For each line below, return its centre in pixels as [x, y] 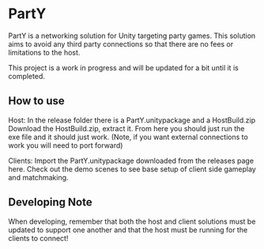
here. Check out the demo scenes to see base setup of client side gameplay [132, 169]
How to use [36, 101]
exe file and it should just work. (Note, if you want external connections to [128, 137]
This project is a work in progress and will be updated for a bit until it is [123, 67]
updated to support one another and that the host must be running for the [128, 229]
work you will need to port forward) [66, 145]
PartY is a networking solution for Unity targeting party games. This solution [132, 36]
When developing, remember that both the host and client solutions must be [132, 221]
